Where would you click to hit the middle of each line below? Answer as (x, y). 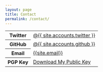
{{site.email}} (48, 53)
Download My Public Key (62, 62)
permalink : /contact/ (27, 19)
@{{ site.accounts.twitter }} (64, 35)
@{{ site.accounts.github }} (64, 44)
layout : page (18, 10)
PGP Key (18, 62)
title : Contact (21, 14)
